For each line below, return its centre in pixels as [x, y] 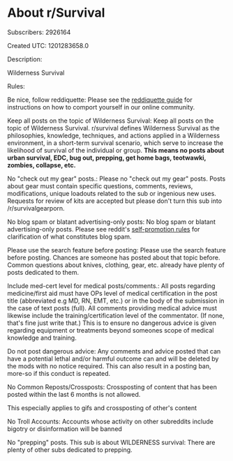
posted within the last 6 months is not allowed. [74, 394]
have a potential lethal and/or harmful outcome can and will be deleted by [113, 358]
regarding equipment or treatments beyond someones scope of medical [111, 330]
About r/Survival [56, 13]
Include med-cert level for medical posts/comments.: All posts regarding [111, 286]
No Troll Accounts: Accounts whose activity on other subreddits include [111, 421]
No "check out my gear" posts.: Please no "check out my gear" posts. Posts [116, 179]
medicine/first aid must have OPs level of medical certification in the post [112, 293]
